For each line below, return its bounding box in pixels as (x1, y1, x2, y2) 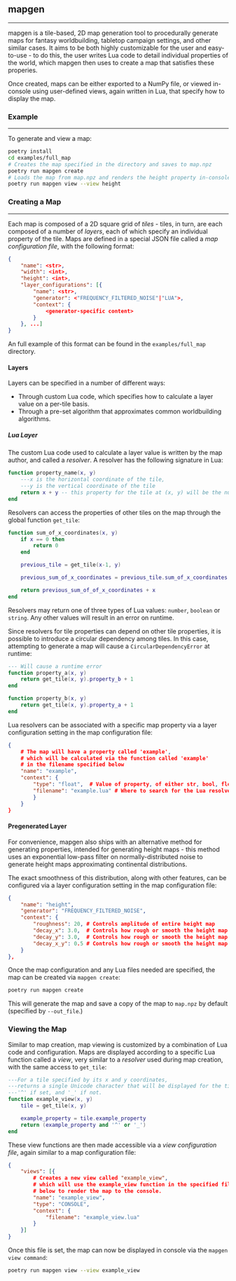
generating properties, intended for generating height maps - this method (8, 845, 220, 854)
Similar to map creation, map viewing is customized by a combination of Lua (8, 1040, 228, 1048)
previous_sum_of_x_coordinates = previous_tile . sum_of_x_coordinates (20, 574, 228, 582)
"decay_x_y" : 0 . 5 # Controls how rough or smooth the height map (33, 940, 228, 947)
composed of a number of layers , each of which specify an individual (8, 227, 209, 235)
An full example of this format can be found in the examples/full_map (8, 340, 206, 348)
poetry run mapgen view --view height (8, 180, 121, 188)
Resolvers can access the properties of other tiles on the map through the (8, 508, 221, 516)
